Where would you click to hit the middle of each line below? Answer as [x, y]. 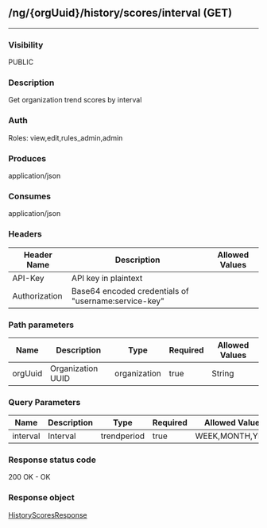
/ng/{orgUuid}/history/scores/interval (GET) [120, 13]
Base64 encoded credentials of [130, 291]
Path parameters [41, 325]
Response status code [52, 460]
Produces [27, 158]
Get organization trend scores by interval [75, 100]
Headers [25, 234]
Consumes [30, 196]
